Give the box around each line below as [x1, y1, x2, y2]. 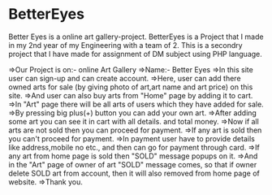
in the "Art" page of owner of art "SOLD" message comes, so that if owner [8, 159, 257, 169]
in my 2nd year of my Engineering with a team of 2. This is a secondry [8, 40, 243, 50]
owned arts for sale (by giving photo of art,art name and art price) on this [8, 82, 253, 92]
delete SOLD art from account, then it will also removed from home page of [8, 168, 260, 178]
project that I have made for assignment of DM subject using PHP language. [8, 49, 262, 58]
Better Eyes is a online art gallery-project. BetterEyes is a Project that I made [8, 32, 264, 41]
